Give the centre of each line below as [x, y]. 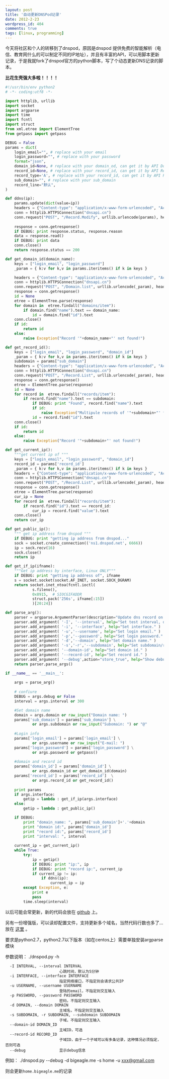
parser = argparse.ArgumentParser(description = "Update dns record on [89, 617]
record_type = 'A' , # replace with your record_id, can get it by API [88, 175]
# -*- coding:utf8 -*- [29, 92]
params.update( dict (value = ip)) [47, 203]
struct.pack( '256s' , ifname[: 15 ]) [68, 599]
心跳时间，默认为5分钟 [79, 971]
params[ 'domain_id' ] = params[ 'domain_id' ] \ [63, 767]
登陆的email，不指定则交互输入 [87, 991]
